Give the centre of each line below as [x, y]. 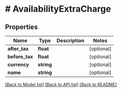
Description [71, 41]
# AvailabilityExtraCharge [58, 9]
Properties [21, 27]
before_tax [20, 57]
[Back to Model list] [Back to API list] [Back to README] [61, 84]
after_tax [18, 49]
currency [18, 64]
